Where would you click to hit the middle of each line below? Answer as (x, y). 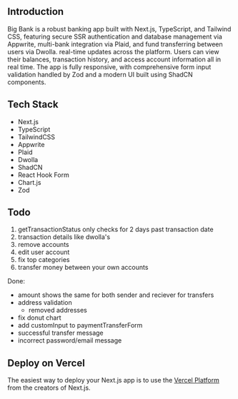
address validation (45, 303)
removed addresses (58, 310)
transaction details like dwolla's (64, 237)
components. (27, 82)
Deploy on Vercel (46, 363)
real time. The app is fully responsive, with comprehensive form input (109, 66)
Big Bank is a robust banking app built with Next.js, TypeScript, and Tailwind (119, 29)
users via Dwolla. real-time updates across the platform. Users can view (113, 51)
